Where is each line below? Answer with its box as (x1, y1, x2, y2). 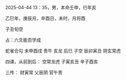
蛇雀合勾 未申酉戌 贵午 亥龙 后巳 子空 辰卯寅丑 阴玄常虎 (5, 48, 121, 54)
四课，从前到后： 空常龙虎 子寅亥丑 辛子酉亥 (5, 59, 98, 65)
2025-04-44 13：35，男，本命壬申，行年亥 (5, 5, 97, 10)
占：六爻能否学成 (5, 37, 41, 43)
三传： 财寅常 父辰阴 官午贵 (5, 69, 62, 75)
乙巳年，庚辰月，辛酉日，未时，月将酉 (5, 15, 85, 21)
